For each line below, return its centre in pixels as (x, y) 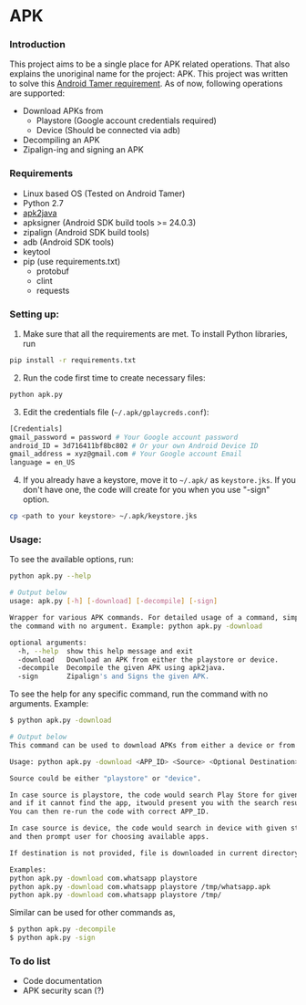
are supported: (37, 93)
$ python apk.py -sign (52, 938)
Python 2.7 (43, 203)
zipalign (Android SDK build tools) (86, 232)
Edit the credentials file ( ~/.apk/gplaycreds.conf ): (116, 412)
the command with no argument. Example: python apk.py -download (136, 626)
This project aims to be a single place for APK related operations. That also (150, 64)
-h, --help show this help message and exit (106, 651)
